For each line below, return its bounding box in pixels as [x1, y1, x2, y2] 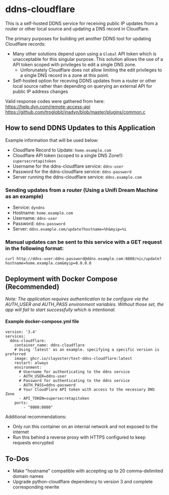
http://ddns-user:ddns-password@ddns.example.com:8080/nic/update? [16, 256, 162, 261]
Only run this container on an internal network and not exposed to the [12, 424, 158, 430]
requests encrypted [12, 440, 54, 446]
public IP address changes [12, 88, 68, 94]
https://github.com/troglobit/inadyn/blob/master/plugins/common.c [5, 109, 146, 115]
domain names [12, 473, 44, 479]
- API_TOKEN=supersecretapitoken [18, 396, 90, 401]
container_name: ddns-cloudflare [14, 343, 85, 348]
